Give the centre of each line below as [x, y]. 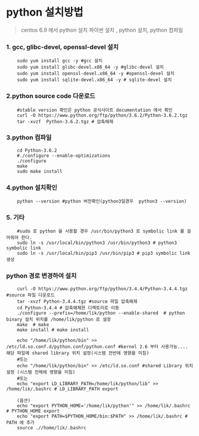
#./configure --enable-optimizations [64, 156]
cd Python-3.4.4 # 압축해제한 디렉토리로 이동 [68, 308]
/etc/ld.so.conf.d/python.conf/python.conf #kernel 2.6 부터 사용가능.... [97, 347]
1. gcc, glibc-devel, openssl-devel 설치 [63, 47]
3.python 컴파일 [29, 138]
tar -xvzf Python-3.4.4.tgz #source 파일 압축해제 [77, 301]
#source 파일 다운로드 [31, 295]
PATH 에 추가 [20, 422]
